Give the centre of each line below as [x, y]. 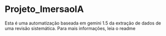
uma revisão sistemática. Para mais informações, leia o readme [70, 28]
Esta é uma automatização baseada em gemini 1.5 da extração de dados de [83, 23]
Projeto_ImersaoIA [44, 9]
